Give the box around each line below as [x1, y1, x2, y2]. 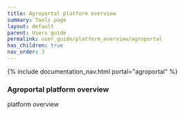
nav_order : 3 [7, 49, 45, 56]
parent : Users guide [7, 29, 67, 36]
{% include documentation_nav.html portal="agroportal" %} [7, 67, 178, 76]
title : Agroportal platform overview [7, 10, 116, 17]
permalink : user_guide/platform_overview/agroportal [7, 36, 163, 43]
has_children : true [7, 42, 64, 49]
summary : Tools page [7, 17, 67, 23]
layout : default [7, 23, 54, 30]
